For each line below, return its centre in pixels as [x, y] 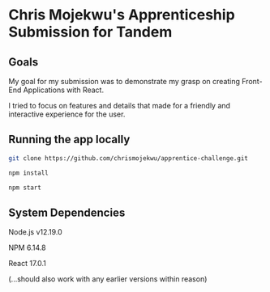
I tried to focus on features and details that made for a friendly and [120, 106]
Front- [252, 81]
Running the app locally [69, 140]
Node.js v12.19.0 [35, 232]
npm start [25, 188]
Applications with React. [63, 90]
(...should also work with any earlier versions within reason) [108, 279]
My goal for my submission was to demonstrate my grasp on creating [124, 81]
